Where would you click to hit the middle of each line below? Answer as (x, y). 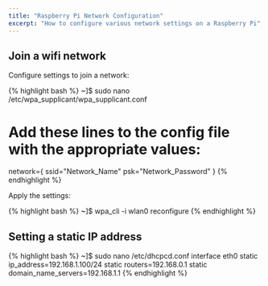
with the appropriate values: (105, 149)
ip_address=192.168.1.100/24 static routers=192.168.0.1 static (108, 265)
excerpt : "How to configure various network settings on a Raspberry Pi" (135, 23)
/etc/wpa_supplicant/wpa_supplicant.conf (78, 99)
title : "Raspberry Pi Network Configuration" (86, 16)
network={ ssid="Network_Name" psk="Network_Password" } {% (118, 172)
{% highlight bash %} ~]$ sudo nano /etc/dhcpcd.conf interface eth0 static (133, 256)
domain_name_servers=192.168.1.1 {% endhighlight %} (98, 273)
